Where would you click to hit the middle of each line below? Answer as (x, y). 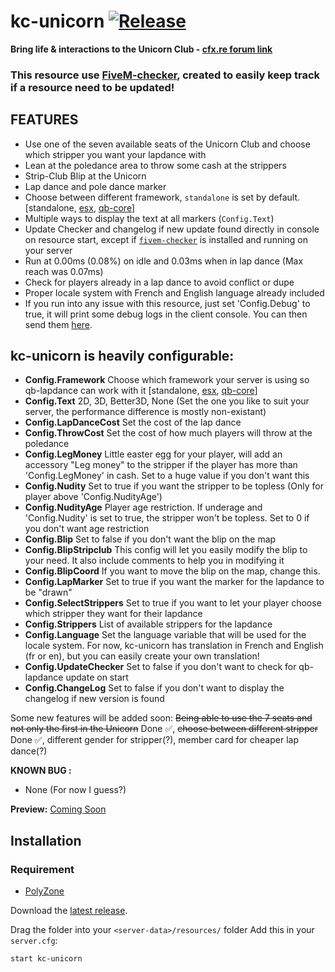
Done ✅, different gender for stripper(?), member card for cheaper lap (154, 740)
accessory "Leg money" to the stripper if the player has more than (161, 465)
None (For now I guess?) (75, 790)
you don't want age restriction (87, 529)
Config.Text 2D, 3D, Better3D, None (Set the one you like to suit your (167, 401)
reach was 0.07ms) (64, 271)
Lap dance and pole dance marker (95, 186)
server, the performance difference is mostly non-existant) (145, 412)
